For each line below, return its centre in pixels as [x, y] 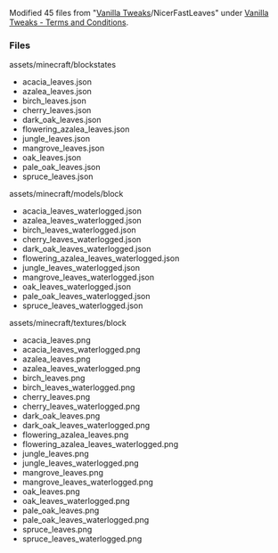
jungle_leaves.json [56, 139]
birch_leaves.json [54, 101]
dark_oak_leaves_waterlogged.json [86, 249]
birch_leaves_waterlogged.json [79, 230]
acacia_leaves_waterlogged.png [81, 350]
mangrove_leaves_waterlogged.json [88, 277]
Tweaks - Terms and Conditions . [69, 22]
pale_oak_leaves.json [61, 167]
